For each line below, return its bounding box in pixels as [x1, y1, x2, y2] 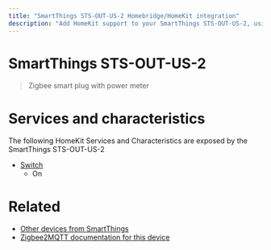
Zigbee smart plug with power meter [27, 81, 149, 91]
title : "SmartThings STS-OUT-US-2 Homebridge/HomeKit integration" [8, 11, 240, 20]
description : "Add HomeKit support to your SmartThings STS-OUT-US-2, [8, 19, 251, 28]
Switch [19, 160, 44, 170]
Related [8, 197, 60, 215]
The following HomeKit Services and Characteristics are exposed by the [8, 136, 248, 146]
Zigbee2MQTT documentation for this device [19, 232, 170, 243]
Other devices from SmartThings [19, 224, 129, 234]
